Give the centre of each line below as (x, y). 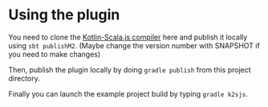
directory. (24, 78)
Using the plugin (64, 15)
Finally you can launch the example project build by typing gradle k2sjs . (128, 93)
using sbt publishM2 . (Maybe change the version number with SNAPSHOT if (134, 45)
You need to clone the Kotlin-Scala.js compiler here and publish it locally (128, 37)
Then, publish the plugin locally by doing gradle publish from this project (130, 69)
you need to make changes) (55, 54)
